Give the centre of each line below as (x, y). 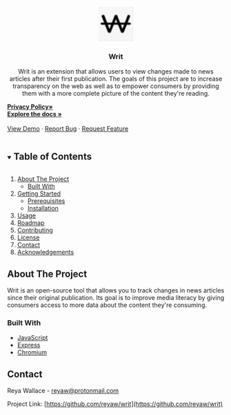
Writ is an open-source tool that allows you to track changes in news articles (116, 290)
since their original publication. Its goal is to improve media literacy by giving (116, 297)
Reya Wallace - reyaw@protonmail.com (63, 391)
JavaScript (32, 338)
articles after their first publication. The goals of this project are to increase (116, 79)
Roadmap (31, 223)
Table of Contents (52, 157)
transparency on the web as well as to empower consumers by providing (116, 86)
